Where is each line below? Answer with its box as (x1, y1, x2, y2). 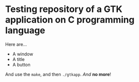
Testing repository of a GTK (5, 3, 123, 15)
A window (12, 51, 34, 57)
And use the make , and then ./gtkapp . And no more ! (5, 71, 111, 77)
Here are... (5, 41, 27, 47)
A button (12, 61, 31, 67)
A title (12, 56, 25, 62)
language (5, 25, 46, 36)
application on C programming (5, 14, 134, 25)
